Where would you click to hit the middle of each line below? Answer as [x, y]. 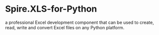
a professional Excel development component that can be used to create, [79, 22]
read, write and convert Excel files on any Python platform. [65, 27]
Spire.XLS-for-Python [51, 9]
